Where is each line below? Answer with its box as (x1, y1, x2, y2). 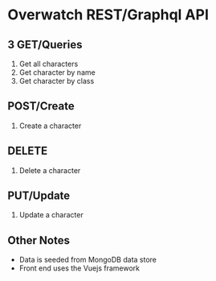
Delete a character (18, 165, 81, 175)
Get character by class (18, 76, 95, 85)
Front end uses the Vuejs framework (18, 263, 141, 273)
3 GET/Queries (7, 38, 83, 52)
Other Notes (7, 233, 70, 247)
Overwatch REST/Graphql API (7, 6, 210, 24)
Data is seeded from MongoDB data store (18, 255, 157, 265)
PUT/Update (7, 189, 71, 203)
